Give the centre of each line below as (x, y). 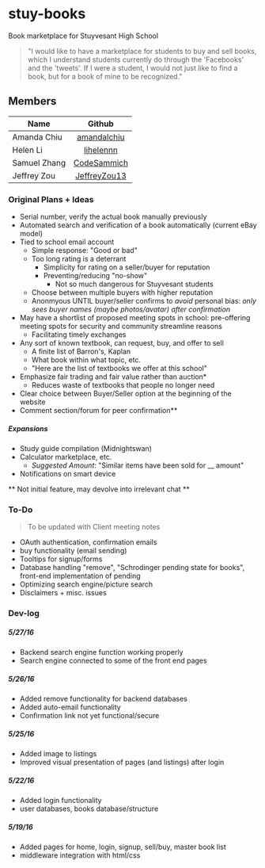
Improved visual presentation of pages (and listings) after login (122, 763)
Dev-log (24, 614)
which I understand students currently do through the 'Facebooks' (136, 59)
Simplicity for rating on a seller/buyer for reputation (127, 267)
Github (101, 124)
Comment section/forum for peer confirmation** (98, 411)
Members (32, 101)
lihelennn (101, 150)
